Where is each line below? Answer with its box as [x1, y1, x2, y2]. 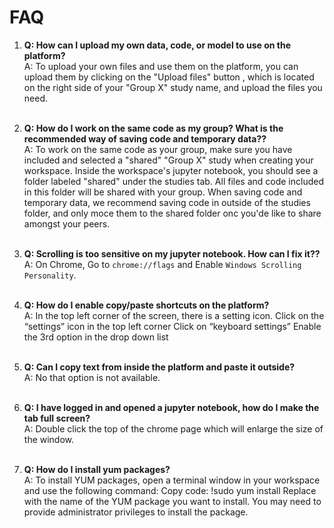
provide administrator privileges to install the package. [23, 506, 249, 518]
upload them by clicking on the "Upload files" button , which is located [23, 71, 315, 83]
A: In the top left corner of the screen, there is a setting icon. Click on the [23, 309, 325, 321]
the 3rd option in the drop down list [23, 331, 169, 343]
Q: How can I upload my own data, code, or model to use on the [23, 39, 292, 51]
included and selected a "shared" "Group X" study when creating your [23, 154, 314, 166]
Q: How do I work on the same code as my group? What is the [23, 122, 284, 134]
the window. [23, 433, 75, 445]
